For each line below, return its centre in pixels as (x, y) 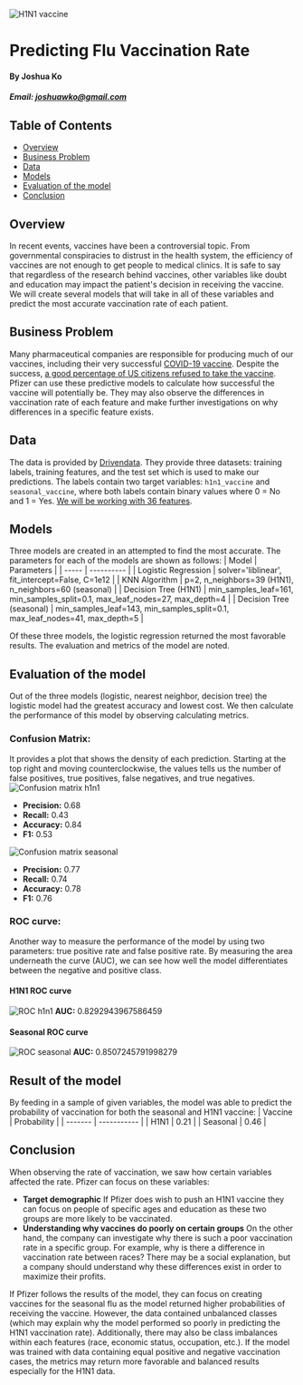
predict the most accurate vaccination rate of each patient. (119, 303)
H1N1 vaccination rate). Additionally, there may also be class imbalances (144, 1332)
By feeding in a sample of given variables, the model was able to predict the (151, 1103)
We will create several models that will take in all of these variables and (142, 294)
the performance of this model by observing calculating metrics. (129, 716)
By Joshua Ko (36, 76)
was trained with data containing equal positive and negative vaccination (145, 1351)
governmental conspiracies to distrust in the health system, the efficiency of (151, 255)
